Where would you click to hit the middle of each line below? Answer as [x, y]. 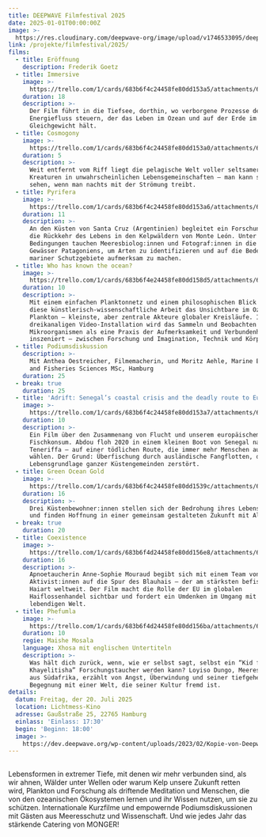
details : [23, 692]
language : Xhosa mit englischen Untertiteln [97, 648]
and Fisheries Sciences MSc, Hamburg [91, 369]
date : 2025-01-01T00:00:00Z [55, 23]
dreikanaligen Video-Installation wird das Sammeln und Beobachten [143, 324]
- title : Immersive [47, 74]
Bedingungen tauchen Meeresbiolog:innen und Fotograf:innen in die [143, 244]
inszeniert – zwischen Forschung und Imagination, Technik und [136, 339]
